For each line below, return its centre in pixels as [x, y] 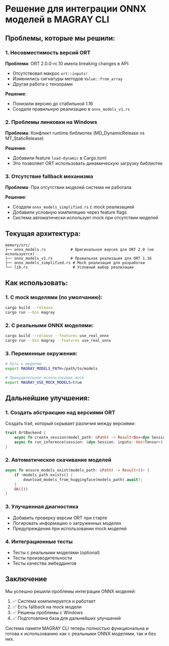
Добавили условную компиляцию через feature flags [70, 212]
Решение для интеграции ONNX [76, 9]
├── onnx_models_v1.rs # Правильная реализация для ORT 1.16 [78, 259]
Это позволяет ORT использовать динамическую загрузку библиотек [88, 163]
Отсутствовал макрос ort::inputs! [50, 73]
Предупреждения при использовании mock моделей [69, 528]
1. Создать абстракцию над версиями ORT [60, 412]
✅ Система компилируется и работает [54, 601]
